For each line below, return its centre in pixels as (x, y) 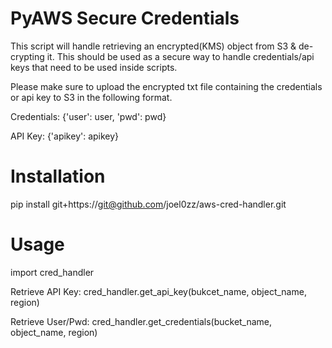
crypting (27, 56)
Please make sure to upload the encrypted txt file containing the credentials (166, 86)
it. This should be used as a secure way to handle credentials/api (180, 56)
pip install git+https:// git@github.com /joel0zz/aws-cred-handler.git (148, 204)
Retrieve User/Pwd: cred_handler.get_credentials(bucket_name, (141, 321)
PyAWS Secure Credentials (125, 18)
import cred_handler (52, 272)
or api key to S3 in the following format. (91, 97)
